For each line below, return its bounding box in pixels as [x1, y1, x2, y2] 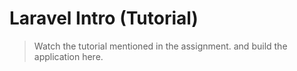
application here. [33, 50, 104, 62]
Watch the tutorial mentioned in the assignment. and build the [33, 40, 288, 52]
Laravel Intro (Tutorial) [9, 7, 199, 30]
